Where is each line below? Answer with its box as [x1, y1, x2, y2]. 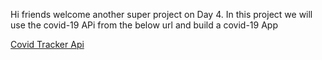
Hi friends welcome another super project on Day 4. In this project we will [10, 9, 313, 20]
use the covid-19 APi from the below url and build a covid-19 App [10, 19, 278, 31]
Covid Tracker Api [10, 39, 85, 50]
